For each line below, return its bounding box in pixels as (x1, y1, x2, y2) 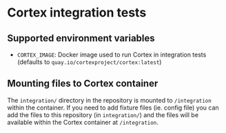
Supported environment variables (7, 32, 155, 44)
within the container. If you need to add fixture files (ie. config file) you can (7, 103, 219, 112)
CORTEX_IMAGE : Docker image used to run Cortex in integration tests (17, 50, 207, 59)
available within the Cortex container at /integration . (7, 118, 158, 126)
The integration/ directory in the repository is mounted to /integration (7, 96, 212, 104)
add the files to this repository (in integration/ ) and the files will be (7, 110, 198, 119)
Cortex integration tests (7, 5, 147, 21)
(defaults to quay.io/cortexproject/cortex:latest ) (17, 58, 162, 66)
